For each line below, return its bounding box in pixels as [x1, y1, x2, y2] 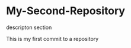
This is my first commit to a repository [6, 35, 99, 42]
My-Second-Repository [6, 4, 126, 18]
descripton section [6, 24, 52, 31]
